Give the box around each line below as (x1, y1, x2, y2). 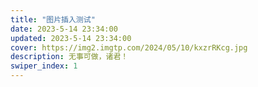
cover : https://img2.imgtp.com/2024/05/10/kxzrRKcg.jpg (10, 42, 248, 53)
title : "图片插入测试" (10, 14, 96, 25)
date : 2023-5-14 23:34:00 (10, 24, 118, 34)
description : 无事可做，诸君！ (10, 52, 129, 62)
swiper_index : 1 (10, 61, 78, 71)
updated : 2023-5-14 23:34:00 (10, 33, 132, 43)
